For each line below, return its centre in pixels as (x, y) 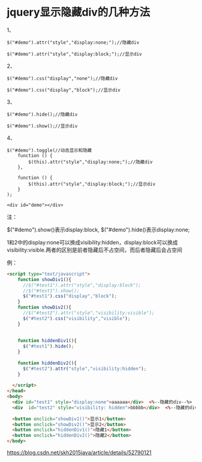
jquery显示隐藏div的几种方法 (79, 12)
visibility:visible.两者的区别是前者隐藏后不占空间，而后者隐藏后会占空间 (94, 250)
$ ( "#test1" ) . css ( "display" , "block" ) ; (70, 296)
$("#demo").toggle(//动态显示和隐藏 (49, 150)
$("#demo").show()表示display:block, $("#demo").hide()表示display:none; (98, 230)
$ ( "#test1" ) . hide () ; (48, 346)
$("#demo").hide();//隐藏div (42, 114)
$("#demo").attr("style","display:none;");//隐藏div (73, 43)
